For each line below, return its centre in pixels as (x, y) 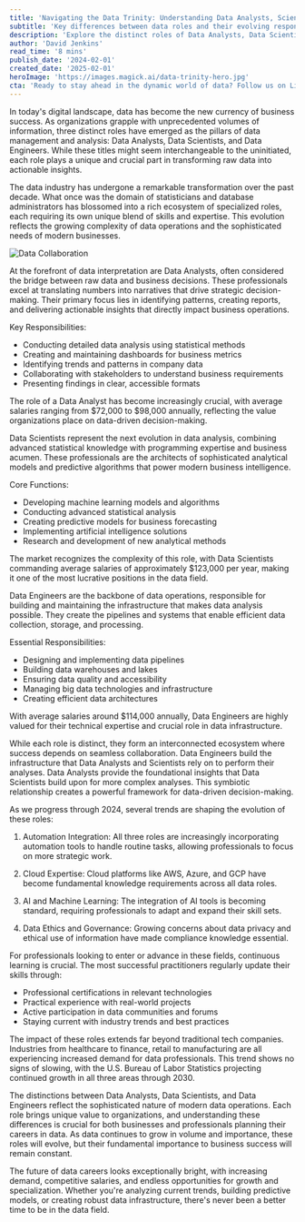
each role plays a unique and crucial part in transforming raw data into (141, 159)
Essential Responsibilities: (58, 641)
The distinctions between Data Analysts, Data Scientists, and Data (133, 1095)
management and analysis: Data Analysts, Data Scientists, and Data (136, 140)
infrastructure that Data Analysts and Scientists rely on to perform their (142, 762)
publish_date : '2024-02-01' (63, 60)
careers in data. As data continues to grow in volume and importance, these (151, 1134)
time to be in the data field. (59, 1209)
